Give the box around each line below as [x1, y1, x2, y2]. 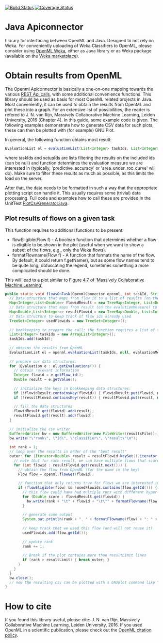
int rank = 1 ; [9, 445, 38, 450]
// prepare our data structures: [9, 359, 77, 364]
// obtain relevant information [14, 368, 79, 373]
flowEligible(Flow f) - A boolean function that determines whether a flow [12, 237, 157, 242]
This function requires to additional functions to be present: [5, 227, 124, 233]
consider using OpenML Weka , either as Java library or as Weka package [5, 48, 152, 53]
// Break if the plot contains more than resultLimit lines [22, 553, 147, 558]
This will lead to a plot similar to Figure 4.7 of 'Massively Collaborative [5, 277, 145, 283]
